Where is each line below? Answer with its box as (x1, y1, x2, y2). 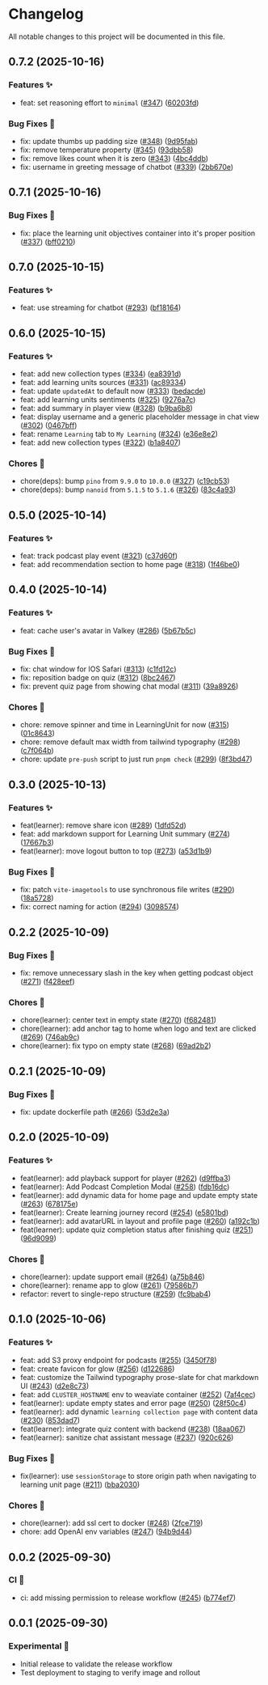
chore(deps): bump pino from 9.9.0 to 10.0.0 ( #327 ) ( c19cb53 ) (19, 476, 230, 486)
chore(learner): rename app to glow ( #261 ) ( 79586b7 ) (19, 1280, 199, 1290)
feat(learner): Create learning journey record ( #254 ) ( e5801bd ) (19, 1207, 229, 1217)
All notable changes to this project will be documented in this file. (8, 32, 226, 41)
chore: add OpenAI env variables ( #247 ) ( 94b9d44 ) (19, 1526, 192, 1537)
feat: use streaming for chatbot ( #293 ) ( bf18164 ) (19, 303, 182, 312)
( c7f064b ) (19, 746, 54, 756)
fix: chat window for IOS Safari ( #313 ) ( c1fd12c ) (19, 664, 177, 674)
